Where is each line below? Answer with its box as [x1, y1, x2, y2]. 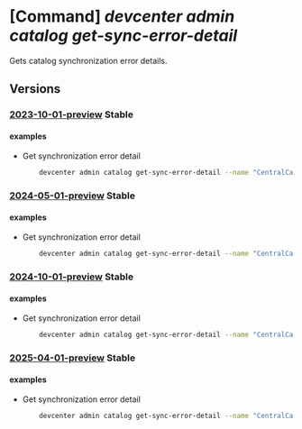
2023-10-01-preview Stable [9, 108, 133, 121]
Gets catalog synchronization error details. [9, 55, 168, 66]
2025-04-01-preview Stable [9, 351, 136, 364]
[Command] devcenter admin [9, 6, 235, 27]
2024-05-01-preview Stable [9, 189, 136, 202]
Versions [9, 81, 61, 96]
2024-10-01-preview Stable [9, 270, 133, 283]
